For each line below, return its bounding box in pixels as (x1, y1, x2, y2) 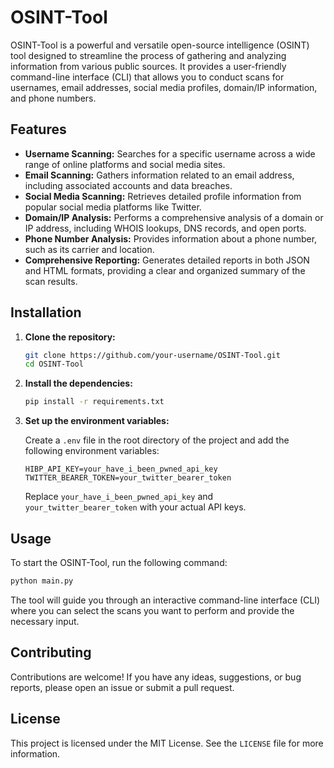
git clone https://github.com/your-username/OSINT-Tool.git (24, 350, 281, 360)
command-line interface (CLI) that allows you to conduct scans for (10, 71, 285, 83)
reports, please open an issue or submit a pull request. (10, 681, 235, 693)
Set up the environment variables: (24, 415, 170, 427)
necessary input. (10, 615, 80, 627)
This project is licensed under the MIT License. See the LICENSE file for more (10, 737, 324, 749)
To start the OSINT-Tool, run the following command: (10, 557, 228, 568)
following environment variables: (24, 445, 160, 457)
